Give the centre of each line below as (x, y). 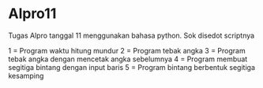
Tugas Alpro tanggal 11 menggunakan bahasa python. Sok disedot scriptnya (131, 35)
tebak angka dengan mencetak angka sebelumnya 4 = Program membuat (128, 59)
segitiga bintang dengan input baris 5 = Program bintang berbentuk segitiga (131, 67)
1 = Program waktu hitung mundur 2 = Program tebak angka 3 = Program (127, 50)
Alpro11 (32, 14)
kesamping (26, 75)
